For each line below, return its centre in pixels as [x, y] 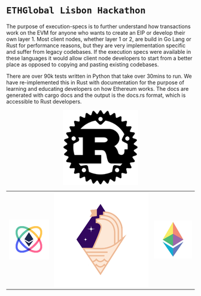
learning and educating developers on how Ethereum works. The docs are [98, 89]
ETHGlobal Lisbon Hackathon [76, 10]
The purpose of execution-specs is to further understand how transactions [98, 26]
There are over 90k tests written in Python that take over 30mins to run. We [99, 76]
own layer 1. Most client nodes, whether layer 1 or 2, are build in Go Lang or [99, 39]
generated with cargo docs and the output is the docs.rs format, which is [96, 95]
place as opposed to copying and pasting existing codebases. [83, 64]
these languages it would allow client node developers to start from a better [99, 58]
